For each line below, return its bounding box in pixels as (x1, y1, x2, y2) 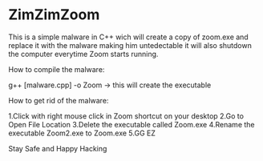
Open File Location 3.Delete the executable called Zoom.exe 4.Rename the (8, 119, 255, 129)
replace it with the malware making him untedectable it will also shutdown (8, 40, 253, 50)
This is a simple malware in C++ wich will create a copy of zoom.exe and (8, 32, 249, 42)
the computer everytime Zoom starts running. (8, 49, 159, 58)
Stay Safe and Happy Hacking (8, 143, 107, 153)
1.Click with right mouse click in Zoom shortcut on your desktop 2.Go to (8, 111, 245, 121)
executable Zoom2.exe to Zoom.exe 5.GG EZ (8, 128, 156, 138)
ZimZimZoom (8, 6, 100, 24)
